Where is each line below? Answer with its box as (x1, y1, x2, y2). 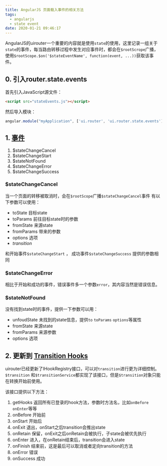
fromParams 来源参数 (12, 329, 57, 335)
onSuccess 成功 (12, 456, 46, 462)
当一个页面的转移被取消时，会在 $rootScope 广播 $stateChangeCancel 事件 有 (5, 193, 156, 199)
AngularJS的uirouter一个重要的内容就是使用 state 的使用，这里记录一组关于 (5, 40, 158, 46)
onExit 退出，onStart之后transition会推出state (12, 425, 106, 431)
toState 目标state (12, 210, 48, 216)
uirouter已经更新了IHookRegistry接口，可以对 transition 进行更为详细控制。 (5, 366, 160, 372)
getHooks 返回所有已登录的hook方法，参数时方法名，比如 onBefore (12, 400, 149, 406)
